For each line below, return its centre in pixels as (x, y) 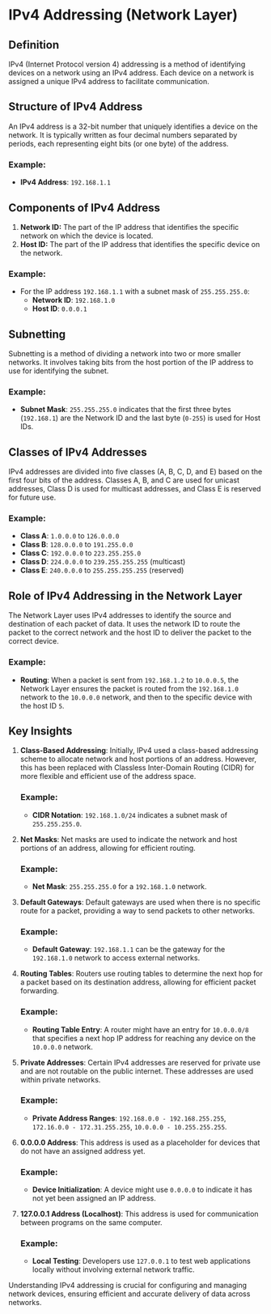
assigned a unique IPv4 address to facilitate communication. (109, 81)
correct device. (34, 641)
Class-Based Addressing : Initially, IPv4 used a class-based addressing (139, 751)
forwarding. (39, 991)
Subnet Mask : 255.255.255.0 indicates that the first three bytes (126, 410)
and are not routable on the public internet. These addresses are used (137, 1071)
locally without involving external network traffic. (114, 1269)
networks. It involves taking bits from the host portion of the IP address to (131, 363)
